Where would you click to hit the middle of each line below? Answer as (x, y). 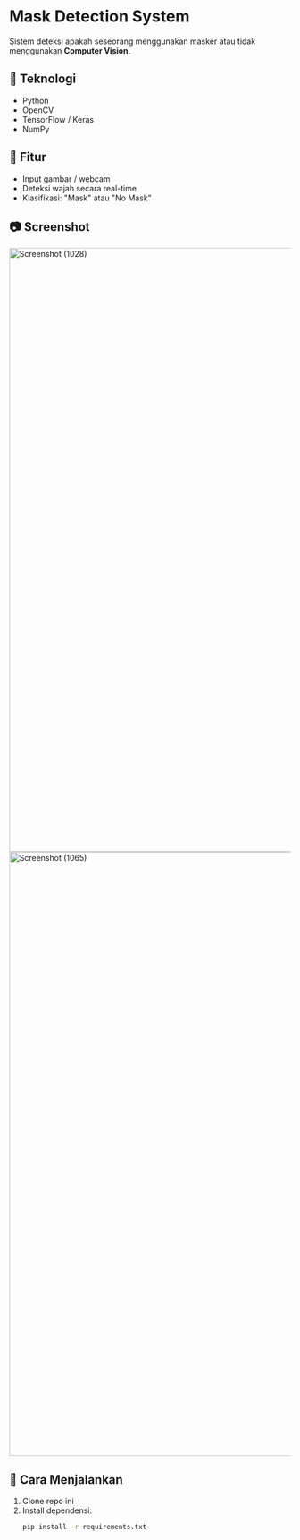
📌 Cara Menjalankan (66, 1480)
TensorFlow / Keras (58, 119)
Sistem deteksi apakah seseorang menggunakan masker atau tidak (133, 41)
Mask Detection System (100, 17)
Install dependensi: (57, 1510)
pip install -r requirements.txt (84, 1527)
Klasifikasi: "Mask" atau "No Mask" (87, 198)
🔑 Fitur (28, 157)
